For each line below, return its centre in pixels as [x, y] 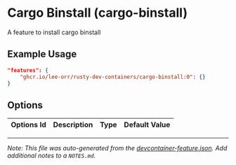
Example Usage [42, 54]
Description [73, 125]
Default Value [147, 125]
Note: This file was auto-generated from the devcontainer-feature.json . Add [117, 148]
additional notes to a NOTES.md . [52, 156]
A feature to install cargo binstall [54, 32]
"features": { [28, 70]
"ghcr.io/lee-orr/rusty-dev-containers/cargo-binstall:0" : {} [113, 77]
